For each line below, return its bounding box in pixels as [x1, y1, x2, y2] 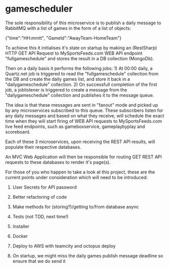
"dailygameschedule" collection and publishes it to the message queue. [5, 92, 154, 98]
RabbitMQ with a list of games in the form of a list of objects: [5, 25, 131, 31]
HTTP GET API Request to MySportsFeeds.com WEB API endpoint [5, 50, 143, 56]
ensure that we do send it [12, 258, 66, 264]
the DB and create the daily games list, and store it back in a [5, 76, 130, 82]
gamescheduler [5, 3, 73, 15]
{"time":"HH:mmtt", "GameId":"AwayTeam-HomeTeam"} [5, 35, 122, 41]
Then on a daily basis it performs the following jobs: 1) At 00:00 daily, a [5, 65, 153, 71]
